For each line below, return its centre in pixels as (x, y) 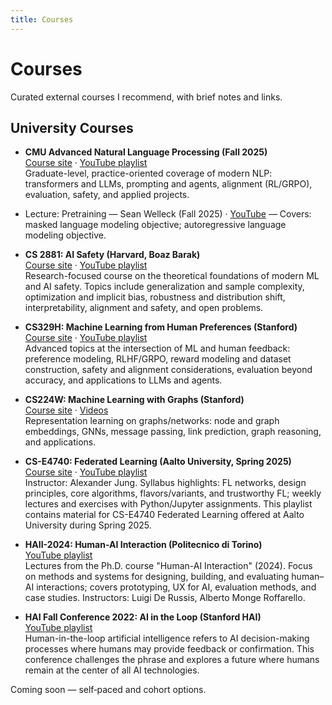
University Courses (72, 127)
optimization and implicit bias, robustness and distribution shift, (155, 297)
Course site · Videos (66, 410)
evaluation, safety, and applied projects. (107, 195)
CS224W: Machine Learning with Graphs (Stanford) (134, 400)
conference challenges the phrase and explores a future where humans (172, 660)
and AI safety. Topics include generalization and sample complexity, (164, 287)
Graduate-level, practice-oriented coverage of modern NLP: (148, 173)
